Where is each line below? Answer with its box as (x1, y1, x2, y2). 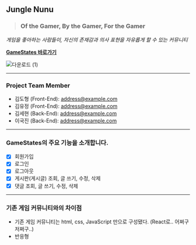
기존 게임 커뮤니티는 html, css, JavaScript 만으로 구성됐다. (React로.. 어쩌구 (14, 218, 190, 225)
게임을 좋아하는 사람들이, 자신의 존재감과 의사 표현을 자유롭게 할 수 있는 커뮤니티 (6, 36, 188, 43)
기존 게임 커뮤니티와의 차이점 (6, 204, 82, 212)
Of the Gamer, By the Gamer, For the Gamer (20, 22, 146, 30)
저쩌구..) (14, 225, 34, 232)
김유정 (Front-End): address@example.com (14, 102, 118, 110)
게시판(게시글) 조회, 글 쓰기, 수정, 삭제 (14, 175, 101, 182)
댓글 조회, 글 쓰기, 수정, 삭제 (14, 182, 79, 189)
